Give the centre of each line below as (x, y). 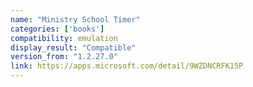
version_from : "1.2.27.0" (64, 57)
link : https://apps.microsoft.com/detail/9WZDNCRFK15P (127, 66)
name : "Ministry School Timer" (75, 19)
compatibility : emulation (64, 38)
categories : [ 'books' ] (57, 29)
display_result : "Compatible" (73, 47)
